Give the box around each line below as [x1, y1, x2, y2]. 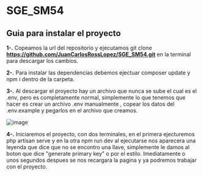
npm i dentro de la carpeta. [6, 76, 75, 82]
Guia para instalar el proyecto [6, 28, 121, 38]
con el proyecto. [6, 163, 48, 170]
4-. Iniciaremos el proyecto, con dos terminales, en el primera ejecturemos [6, 131, 195, 137]
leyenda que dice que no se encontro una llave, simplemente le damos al [6, 144, 190, 150]
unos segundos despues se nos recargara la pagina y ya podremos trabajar [6, 156, 197, 164]
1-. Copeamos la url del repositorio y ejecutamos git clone [6, 44, 152, 51]
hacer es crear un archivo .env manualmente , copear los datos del [6, 100, 175, 108]
